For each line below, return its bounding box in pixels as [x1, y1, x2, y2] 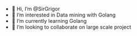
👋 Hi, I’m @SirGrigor [11, 6, 60, 12]
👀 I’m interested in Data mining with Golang [11, 11, 116, 18]
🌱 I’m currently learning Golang [11, 18, 87, 24]
